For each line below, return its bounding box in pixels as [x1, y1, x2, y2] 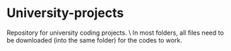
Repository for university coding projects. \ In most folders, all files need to [6, 28, 224, 37]
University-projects [6, 5, 124, 21]
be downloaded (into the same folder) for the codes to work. [6, 35, 183, 44]
